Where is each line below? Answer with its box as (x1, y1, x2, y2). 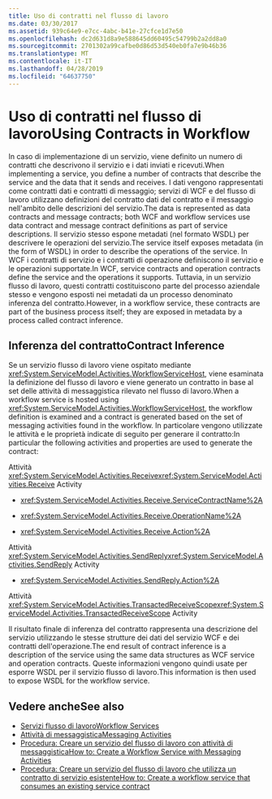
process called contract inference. (8, 315, 123, 325)
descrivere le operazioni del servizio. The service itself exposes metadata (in (8, 237, 264, 248)
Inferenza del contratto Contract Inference (8, 339, 225, 352)
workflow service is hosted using (8, 395, 119, 404)
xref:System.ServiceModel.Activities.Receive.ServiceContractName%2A (19, 495, 264, 505)
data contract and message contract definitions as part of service (8, 220, 228, 230)
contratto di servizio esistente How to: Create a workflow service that (19, 773, 251, 783)
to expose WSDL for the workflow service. (8, 676, 150, 686)
